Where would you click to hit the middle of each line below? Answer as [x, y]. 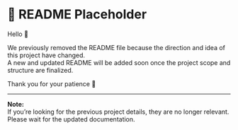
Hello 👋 [18, 34]
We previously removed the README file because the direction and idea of [116, 47]
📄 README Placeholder [77, 14]
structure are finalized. [40, 70]
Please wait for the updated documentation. [72, 119]
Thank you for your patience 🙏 [52, 83]
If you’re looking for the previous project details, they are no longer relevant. [118, 112]
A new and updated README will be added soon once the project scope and [119, 62]
